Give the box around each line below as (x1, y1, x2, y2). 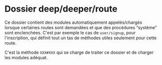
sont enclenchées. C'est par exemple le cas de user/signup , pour (4, 30, 136, 35)
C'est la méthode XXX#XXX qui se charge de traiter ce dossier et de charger (4, 49, 154, 55)
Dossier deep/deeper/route (4, 3, 118, 15)
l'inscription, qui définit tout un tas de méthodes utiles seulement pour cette (4, 35, 157, 41)
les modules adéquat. (4, 54, 48, 60)
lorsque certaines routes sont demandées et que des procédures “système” (4, 24, 157, 30)
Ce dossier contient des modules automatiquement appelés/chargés (4, 19, 142, 25)
